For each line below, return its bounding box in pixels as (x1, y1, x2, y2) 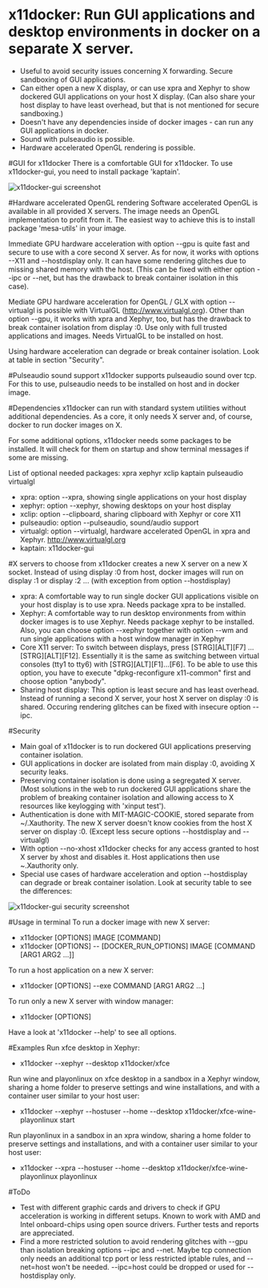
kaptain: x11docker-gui (19, 543, 94, 553)
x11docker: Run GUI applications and (8, 6, 256, 24)
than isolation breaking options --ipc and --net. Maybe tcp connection (19, 1245, 252, 1254)
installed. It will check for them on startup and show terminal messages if (8, 444, 250, 453)
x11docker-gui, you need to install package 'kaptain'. (8, 167, 181, 176)
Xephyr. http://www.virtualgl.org (19, 534, 126, 544)
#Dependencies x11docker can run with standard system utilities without (8, 403, 246, 413)
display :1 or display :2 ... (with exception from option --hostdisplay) (8, 575, 231, 586)
